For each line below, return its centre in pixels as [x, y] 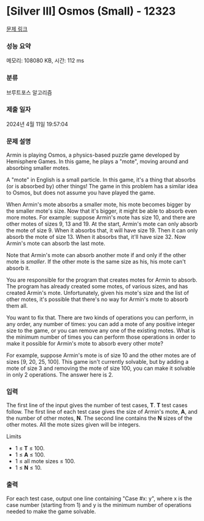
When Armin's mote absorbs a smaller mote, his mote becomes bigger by [99, 205]
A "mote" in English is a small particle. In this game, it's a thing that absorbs [101, 180]
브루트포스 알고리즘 [29, 92]
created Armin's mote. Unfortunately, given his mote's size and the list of [98, 293]
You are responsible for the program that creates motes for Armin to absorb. [102, 280]
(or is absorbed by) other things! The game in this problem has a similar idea [102, 186]
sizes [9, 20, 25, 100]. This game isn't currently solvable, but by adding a [97, 362]
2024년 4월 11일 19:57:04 [37, 124]
